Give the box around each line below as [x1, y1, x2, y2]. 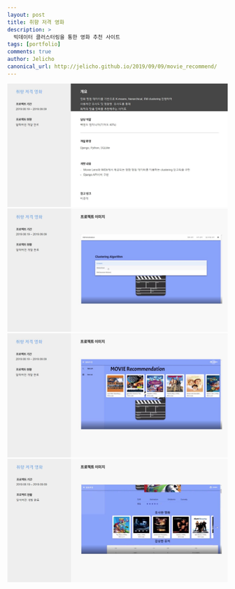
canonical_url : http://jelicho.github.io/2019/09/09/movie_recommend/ [7, 63, 218, 70]
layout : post [7, 11, 45, 18]
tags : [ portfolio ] [7, 41, 61, 48]
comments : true [7, 48, 52, 55]
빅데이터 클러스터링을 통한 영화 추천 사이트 [13, 34, 120, 41]
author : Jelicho [7, 56, 55, 63]
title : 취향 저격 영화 [7, 18, 65, 26]
